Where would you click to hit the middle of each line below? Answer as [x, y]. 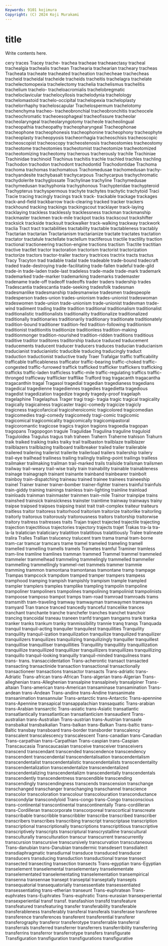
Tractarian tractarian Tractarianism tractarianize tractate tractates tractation [83, 234]
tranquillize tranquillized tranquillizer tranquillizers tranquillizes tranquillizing [83, 650]
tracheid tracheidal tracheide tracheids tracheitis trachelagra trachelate [78, 79]
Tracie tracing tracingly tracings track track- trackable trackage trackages [81, 196]
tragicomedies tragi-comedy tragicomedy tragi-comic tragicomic [72, 415]
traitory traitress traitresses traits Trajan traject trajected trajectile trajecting [82, 522]
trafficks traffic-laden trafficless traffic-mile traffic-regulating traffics [76, 373]
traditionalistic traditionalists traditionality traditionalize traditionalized [76, 314]
